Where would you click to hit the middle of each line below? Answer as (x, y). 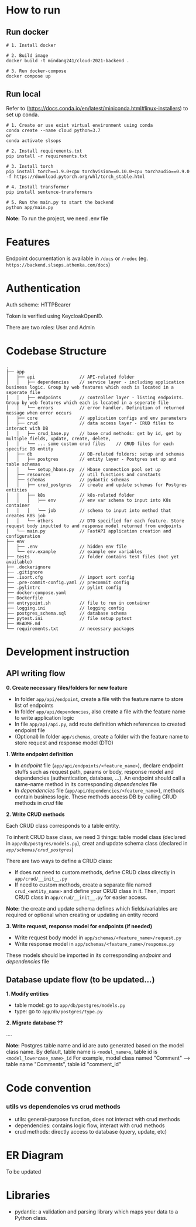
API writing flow (36, 674)
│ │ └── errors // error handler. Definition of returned (95, 408)
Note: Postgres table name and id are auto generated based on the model (95, 1046)
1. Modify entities (27, 994)
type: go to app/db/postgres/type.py (59, 1012)
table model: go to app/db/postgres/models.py (70, 1005)
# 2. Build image (27, 56)
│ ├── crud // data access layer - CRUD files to (90, 423)
